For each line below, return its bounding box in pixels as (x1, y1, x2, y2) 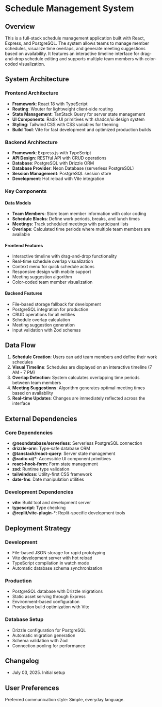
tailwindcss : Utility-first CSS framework (12, 471, 92, 477)
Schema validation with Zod (12, 637, 68, 643)
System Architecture (5, 75, 69, 83)
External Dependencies (5, 415, 78, 423)
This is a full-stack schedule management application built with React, (5, 35, 146, 41)
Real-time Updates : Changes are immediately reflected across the (12, 395, 146, 401)
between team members (12, 380, 61, 386)
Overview (5, 22, 35, 31)
